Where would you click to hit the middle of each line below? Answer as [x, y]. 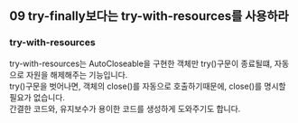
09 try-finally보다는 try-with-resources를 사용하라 [149, 16]
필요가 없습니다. [37, 97]
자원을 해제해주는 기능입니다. [77, 74]
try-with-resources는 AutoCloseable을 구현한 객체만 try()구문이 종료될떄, [141, 63]
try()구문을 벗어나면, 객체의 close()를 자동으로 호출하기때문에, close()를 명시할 [148, 86]
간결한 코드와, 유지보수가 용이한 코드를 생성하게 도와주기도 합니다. [125, 109]
